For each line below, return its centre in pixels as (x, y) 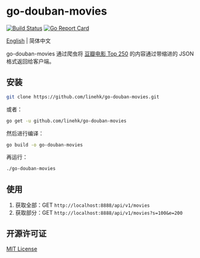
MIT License (22, 249)
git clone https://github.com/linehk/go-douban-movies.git (83, 97)
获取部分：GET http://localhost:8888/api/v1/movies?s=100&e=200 (99, 213)
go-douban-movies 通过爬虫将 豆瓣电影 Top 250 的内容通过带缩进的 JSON (100, 54)
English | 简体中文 (29, 40)
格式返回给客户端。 (30, 61)
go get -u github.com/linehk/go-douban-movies (66, 121)
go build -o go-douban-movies (45, 145)
